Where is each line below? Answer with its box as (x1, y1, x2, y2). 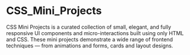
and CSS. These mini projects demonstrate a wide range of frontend (6, 36, 173, 43)
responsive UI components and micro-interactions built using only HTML (6, 29, 184, 36)
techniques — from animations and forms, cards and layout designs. (6, 42, 173, 49)
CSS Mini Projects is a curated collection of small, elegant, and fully (6, 23, 171, 30)
